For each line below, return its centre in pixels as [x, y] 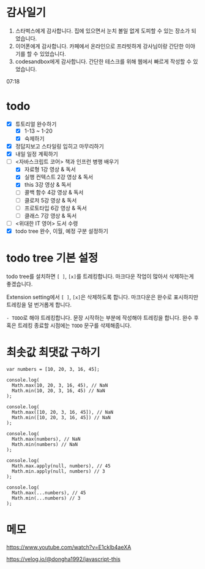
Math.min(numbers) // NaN [45, 444]
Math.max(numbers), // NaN [46, 439]
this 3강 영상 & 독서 [48, 185]
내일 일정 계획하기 [36, 154]
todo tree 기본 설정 [52, 258]
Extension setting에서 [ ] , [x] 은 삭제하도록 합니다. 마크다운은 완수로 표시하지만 [102, 297]
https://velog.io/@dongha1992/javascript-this [63, 559]
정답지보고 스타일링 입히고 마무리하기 [59, 146]
